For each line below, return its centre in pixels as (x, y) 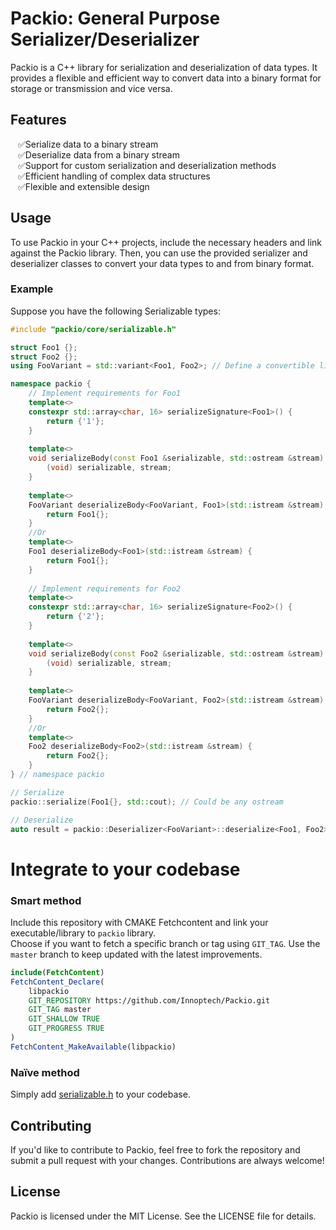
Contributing (51, 1125)
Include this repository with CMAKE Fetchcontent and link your (139, 922)
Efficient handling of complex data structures (117, 176)
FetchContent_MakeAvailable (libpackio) (93, 1047)
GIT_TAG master (60, 1010)
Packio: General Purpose (115, 18)
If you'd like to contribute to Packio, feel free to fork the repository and (155, 1149)
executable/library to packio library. (83, 933)
